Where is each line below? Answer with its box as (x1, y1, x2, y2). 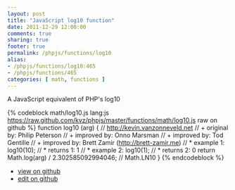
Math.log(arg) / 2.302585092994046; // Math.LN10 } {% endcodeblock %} (7, 153, 224, 162)
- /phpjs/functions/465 (7, 69, 77, 76)
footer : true (7, 43, 46, 50)
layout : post (7, 10, 46, 18)
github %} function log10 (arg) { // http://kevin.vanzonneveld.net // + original (7, 124, 229, 132)
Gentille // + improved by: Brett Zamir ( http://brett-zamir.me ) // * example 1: (7, 139, 225, 147)
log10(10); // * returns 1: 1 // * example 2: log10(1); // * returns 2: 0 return (7, 146, 216, 155)
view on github (17, 167, 61, 176)
